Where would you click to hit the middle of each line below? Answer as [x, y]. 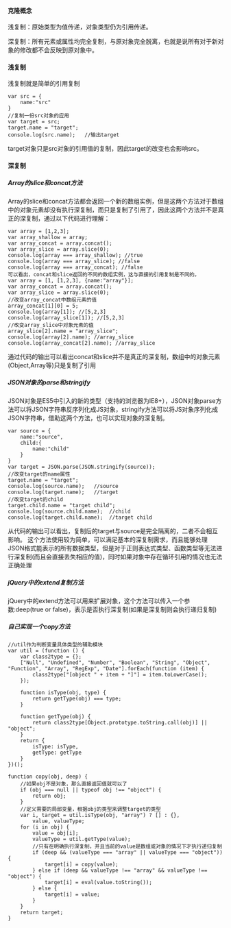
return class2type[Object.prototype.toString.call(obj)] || [120, 722]
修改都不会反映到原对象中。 [59, 50]
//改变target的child [36, 499]
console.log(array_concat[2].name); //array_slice [82, 343]
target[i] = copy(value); [81, 864]
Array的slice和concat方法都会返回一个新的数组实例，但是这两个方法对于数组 [116, 201]
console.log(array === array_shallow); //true [75, 255]
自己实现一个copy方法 [39, 626]
